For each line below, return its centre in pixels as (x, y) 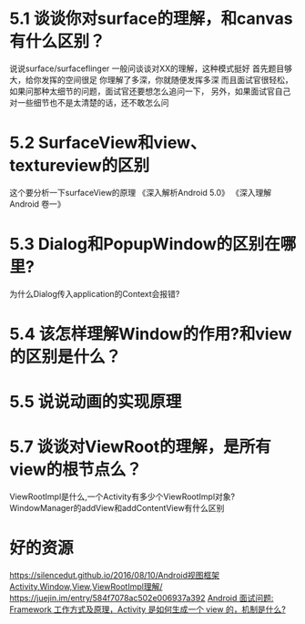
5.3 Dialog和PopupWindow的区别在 (145, 245)
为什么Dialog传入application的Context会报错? (95, 293)
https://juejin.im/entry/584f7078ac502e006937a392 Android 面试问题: (142, 598)
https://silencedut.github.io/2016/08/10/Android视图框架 (115, 576)
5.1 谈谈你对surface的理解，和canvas (151, 19)
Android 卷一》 (37, 204)
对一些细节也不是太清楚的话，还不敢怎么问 (89, 102)
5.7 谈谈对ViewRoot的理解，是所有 (140, 447)
